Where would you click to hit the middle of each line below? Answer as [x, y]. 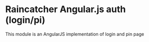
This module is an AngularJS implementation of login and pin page [75, 34]
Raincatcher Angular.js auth [66, 9]
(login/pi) [25, 20]
